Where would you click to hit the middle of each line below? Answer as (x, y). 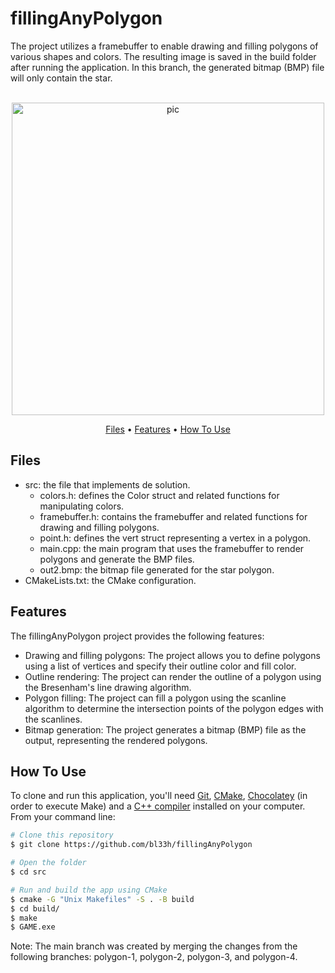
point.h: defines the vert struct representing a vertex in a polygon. (175, 538)
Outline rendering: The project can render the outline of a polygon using (173, 676)
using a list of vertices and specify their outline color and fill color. (160, 666)
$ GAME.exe (33, 927)
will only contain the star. (61, 78)
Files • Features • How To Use (168, 429)
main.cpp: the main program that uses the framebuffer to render (172, 548)
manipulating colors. (82, 506)
